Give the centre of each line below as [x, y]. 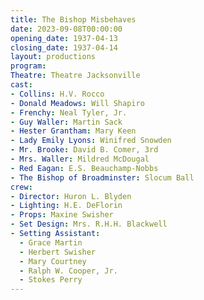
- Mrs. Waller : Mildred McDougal [80, 159]
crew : [21, 187]
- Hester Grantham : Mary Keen [73, 131]
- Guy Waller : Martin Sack [66, 122]
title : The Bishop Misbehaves [73, 19]
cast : [21, 85]
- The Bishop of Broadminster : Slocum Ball [102, 177]
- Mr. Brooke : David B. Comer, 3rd [84, 150]
